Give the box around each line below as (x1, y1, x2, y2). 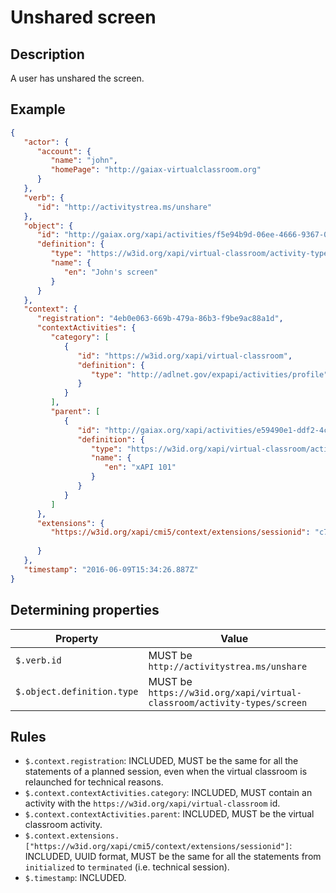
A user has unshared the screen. (10, 72, 145, 84)
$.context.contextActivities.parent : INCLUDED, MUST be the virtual (24, 808, 315, 820)
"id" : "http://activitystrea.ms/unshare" (36, 202, 213, 212)
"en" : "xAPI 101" (104, 462, 177, 473)
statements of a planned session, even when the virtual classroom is (24, 766, 308, 778)
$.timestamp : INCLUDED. (24, 872, 127, 884)
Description (10, 46, 85, 63)
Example (10, 101, 66, 118)
